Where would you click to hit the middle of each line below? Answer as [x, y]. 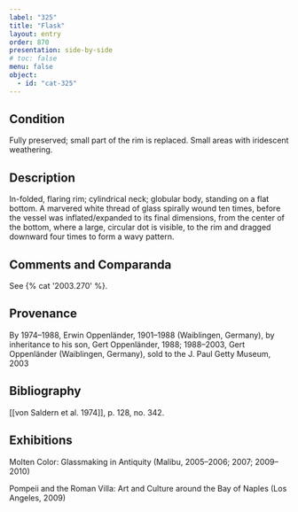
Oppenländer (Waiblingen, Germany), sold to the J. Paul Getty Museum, [140, 353]
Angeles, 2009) [38, 498]
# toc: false [33, 58]
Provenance [43, 314]
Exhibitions [41, 441]
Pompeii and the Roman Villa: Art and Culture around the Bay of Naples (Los [148, 488]
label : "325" [33, 17]
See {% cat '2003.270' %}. [59, 286]
